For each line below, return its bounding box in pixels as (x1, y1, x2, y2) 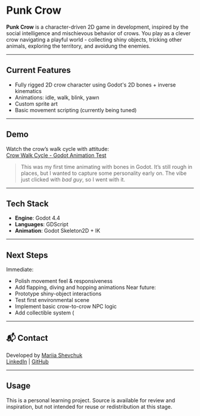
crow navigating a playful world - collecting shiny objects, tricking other (6, 36, 182, 43)
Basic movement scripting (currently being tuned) (14, 106, 137, 113)
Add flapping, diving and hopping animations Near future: (14, 284, 157, 291)
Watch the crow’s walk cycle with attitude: (6, 145, 109, 152)
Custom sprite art (14, 100, 58, 107)
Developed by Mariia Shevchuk (6, 352, 83, 359)
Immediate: (6, 266, 34, 273)
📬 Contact (6, 332, 48, 343)
